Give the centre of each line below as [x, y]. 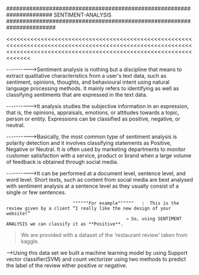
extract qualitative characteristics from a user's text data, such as [86, 76]
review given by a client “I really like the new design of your [89, 208]
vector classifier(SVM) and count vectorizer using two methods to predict [96, 259]
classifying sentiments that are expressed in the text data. [77, 95]
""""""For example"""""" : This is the [126, 203]
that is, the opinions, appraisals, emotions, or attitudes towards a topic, [93, 113]
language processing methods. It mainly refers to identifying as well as [93, 88]
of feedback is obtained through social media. [62, 162]
